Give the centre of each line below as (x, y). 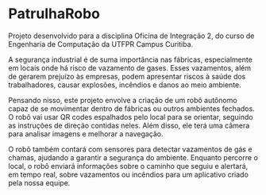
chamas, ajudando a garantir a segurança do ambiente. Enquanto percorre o (133, 157)
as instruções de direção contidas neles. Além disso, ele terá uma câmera (129, 125)
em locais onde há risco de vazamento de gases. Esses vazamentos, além (130, 67)
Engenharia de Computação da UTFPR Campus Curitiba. (101, 44)
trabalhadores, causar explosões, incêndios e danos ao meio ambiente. (125, 85)
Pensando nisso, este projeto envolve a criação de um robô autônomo (123, 100)
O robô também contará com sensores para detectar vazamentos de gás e (130, 149)
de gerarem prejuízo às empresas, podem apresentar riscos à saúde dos (127, 76)
